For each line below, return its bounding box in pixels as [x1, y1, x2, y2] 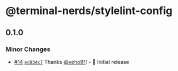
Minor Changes [5, 45, 51, 53]
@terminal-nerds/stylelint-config [5, 4, 173, 18]
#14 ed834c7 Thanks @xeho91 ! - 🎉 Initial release [14, 58, 130, 65]
